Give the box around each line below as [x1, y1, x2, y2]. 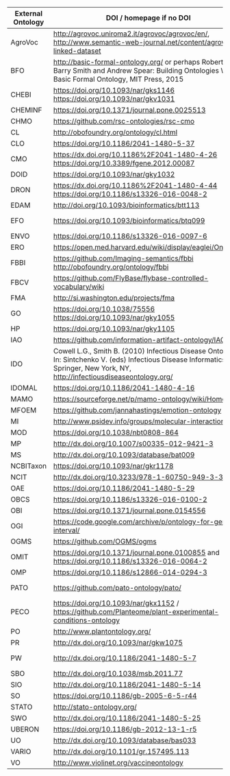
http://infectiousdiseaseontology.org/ [53, 372, 173, 381]
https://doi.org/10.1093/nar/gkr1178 [53, 461, 174, 471]
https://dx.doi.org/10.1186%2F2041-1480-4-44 [53, 181, 218, 190]
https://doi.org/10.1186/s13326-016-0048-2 [53, 189, 207, 198]
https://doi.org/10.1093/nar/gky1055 [53, 313, 175, 322]
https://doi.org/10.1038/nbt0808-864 [53, 428, 179, 437]
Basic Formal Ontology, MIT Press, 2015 [53, 75, 184, 84]
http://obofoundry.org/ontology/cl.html [53, 128, 178, 137]
